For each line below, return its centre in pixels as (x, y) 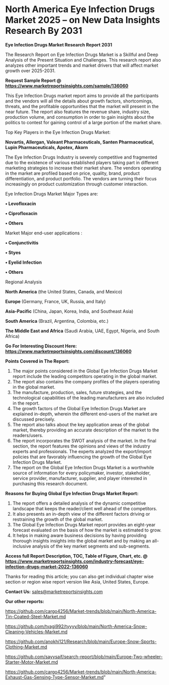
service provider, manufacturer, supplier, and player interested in (80, 478)
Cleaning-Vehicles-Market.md (37, 631)
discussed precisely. (34, 419)
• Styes (13, 252)
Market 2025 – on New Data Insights (83, 20)
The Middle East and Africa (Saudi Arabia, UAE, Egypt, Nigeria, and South (82, 331)
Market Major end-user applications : (44, 233)
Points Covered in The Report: (37, 361)
